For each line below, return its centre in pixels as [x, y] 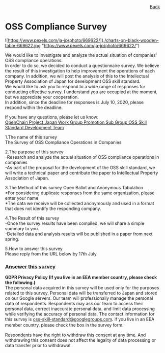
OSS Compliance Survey [56, 27]
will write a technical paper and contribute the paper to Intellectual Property [82, 173]
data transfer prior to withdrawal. [39, 346]
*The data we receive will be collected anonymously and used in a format [80, 203]
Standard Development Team [35, 127]
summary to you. [22, 228]
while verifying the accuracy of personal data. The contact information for [80, 314]
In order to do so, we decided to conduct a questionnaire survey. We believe [82, 66]
